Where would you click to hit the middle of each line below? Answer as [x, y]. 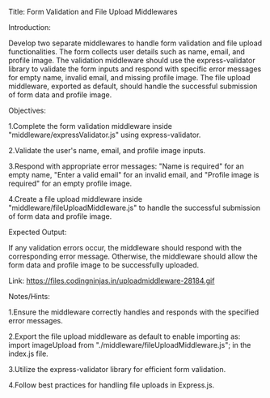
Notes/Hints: [29, 296]
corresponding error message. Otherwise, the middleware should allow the [133, 256]
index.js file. [28, 353]
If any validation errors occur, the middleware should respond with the [125, 248]
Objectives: [27, 110]
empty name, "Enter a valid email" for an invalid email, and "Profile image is [134, 175]
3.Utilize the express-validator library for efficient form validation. [117, 369]
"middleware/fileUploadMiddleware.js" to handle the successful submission [135, 208]
